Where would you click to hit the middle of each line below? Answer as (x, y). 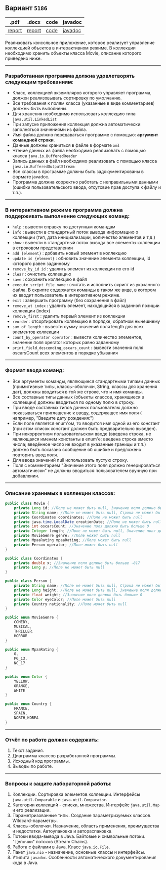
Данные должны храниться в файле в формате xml (66, 145)
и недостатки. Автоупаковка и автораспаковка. (62, 831)
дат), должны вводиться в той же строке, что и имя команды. (78, 391)
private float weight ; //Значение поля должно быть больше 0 (78, 595)
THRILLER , (24, 631)
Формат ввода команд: (35, 370)
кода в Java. (25, 863)
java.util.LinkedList (34, 120)
